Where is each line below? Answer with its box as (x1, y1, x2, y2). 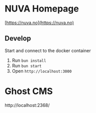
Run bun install (11, 57, 46, 63)
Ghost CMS (4, 85, 53, 97)
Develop (4, 34, 31, 43)
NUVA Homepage (4, 3, 79, 15)
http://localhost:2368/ (4, 102, 50, 108)
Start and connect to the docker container (4, 47, 91, 53)
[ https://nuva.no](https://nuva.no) (4, 20, 74, 26)
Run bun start (11, 62, 42, 68)
